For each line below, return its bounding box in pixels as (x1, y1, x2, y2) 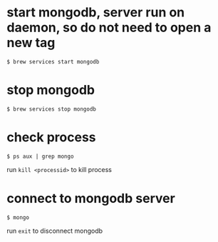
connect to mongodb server (6, 191, 175, 206)
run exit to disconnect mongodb (6, 226, 103, 235)
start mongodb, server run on (6, 4, 185, 21)
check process (6, 129, 96, 146)
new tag (6, 35, 56, 51)
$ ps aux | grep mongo (6, 153, 74, 160)
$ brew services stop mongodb (6, 105, 97, 113)
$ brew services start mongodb (6, 58, 100, 65)
